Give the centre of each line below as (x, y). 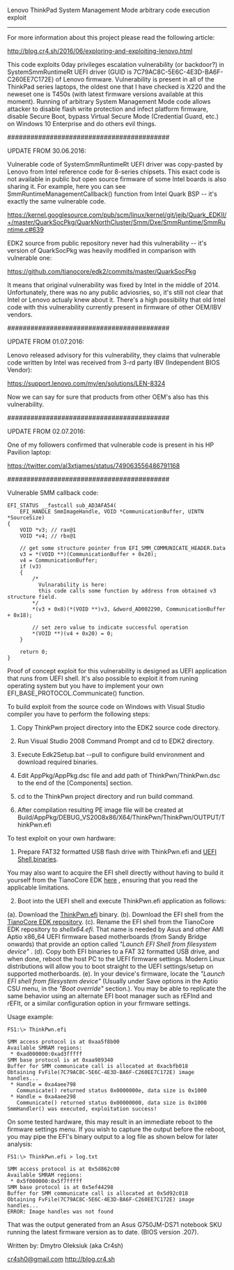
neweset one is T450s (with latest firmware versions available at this (105, 94)
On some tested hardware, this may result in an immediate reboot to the (110, 1122)
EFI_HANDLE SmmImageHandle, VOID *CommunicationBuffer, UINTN (112, 512)
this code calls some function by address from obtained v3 (127, 591)
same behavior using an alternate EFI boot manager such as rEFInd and (110, 996)
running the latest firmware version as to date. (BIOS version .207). (103, 1232)
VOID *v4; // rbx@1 (48, 536)
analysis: (20, 1144)
